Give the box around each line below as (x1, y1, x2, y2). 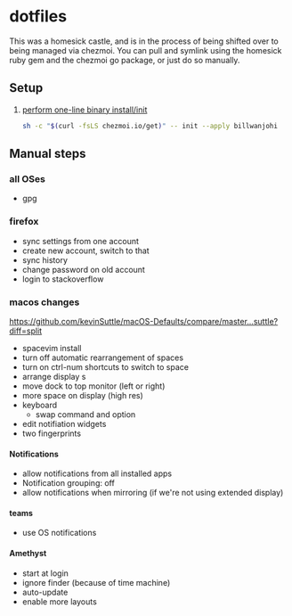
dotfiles (9, 6, 68, 27)
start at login (21, 568, 69, 579)
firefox (9, 216, 39, 228)
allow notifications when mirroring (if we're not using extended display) (21, 488, 284, 498)
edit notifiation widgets (21, 418, 107, 429)
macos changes (9, 296, 80, 308)
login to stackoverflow (21, 274, 104, 284)
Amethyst (9, 547, 47, 558)
